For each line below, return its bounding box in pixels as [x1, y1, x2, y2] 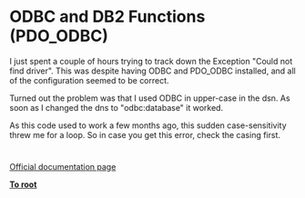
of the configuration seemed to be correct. [9, 74, 170, 85]
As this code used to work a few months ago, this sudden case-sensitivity [9, 120, 287, 131]
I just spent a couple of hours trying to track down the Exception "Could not [9, 55, 293, 66]
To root [9, 179, 37, 190]
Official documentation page [9, 162, 117, 173]
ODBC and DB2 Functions [9, 6, 206, 27]
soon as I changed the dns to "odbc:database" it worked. [9, 102, 224, 113]
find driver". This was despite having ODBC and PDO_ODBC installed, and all [9, 65, 296, 76]
